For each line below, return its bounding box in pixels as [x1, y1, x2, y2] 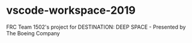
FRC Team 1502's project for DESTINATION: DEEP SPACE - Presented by [6, 23, 186, 30]
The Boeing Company [6, 29, 60, 36]
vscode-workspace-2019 [6, 4, 136, 17]
